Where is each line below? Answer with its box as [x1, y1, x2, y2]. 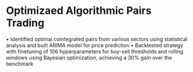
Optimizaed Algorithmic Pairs [6, 4, 152, 17]
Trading [6, 16, 45, 30]
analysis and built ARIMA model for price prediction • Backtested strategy [6, 42, 184, 49]
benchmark [6, 60, 34, 67]
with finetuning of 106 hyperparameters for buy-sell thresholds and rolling [6, 48, 184, 55]
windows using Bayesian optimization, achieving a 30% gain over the [6, 54, 173, 61]
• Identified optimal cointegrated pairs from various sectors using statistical [6, 35, 188, 42]
